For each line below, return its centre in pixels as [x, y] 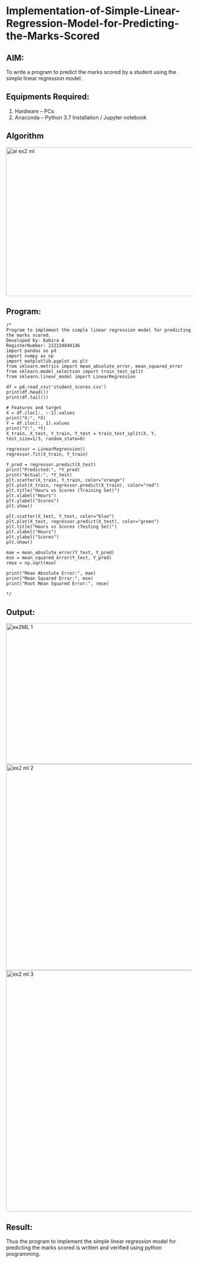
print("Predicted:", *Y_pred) [43, 470]
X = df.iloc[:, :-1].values [41, 413]
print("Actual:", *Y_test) [39, 475]
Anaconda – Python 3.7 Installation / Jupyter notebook [80, 117]
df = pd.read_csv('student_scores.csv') [57, 387]
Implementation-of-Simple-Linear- [93, 11]
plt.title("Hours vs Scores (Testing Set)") [62, 527]
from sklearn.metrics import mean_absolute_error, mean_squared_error [95, 367]
